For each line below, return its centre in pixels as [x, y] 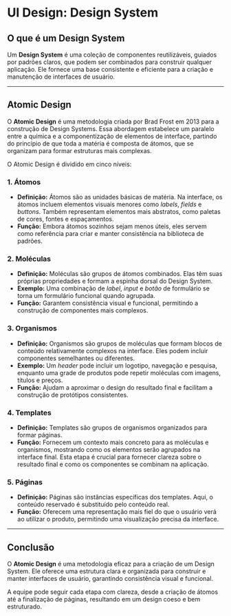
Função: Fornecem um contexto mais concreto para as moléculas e [113, 442]
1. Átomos [24, 182]
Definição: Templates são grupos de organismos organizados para [112, 428]
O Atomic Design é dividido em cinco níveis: [69, 164]
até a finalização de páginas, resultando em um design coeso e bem [104, 599]
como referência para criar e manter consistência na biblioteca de [110, 234]
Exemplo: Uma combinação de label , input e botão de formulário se [113, 288]
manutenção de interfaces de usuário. [61, 77]
